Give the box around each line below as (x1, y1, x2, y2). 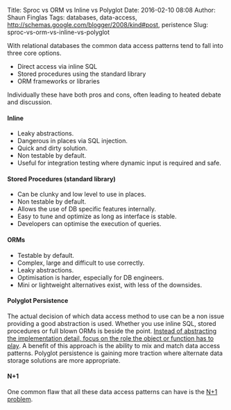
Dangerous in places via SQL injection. (17, 137, 128, 145)
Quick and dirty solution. (17, 144, 88, 152)
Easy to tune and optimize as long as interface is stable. (17, 212, 177, 221)
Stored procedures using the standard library (17, 69, 146, 78)
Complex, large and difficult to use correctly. (17, 259, 145, 267)
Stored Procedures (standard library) (7, 174, 116, 183)
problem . (7, 395, 33, 404)
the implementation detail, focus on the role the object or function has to (7, 334, 214, 343)
